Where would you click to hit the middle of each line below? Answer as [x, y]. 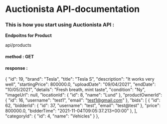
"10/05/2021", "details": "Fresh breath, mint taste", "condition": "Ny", [75, 90]
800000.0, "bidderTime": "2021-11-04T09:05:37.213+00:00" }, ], [71, 111]
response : [16, 68]
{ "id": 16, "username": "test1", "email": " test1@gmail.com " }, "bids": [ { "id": [83, 100]
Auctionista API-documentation [73, 9]
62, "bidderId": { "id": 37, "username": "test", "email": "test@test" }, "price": [83, 106]
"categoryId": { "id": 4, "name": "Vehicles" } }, [52, 116]
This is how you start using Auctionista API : [60, 25]
